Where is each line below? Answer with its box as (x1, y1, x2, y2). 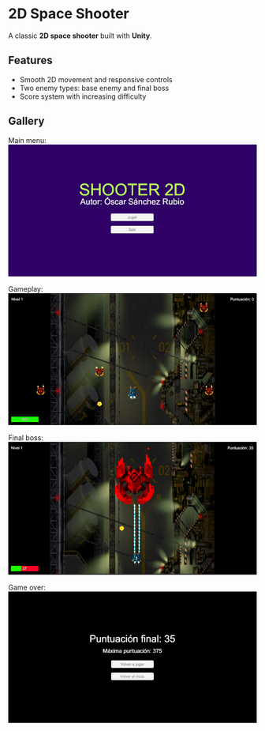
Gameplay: (8, 284, 43, 293)
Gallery (8, 115, 45, 128)
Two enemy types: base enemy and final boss (19, 83, 170, 92)
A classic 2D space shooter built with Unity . (8, 31, 152, 40)
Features (8, 54, 53, 67)
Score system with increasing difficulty (19, 92, 147, 101)
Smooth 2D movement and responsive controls (19, 74, 173, 84)
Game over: (8, 582, 46, 592)
